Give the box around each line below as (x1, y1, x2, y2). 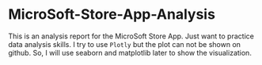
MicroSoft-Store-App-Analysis (8, 5, 216, 23)
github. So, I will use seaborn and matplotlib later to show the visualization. (8, 48, 252, 57)
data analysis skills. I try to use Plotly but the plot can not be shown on (8, 39, 241, 49)
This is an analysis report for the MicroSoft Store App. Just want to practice (8, 31, 255, 41)
